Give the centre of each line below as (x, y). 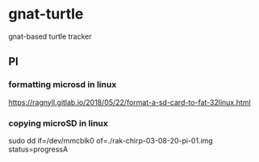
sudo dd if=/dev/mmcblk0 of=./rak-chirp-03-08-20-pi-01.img (111, 140)
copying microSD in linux (58, 123)
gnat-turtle (46, 14)
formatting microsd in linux (63, 85)
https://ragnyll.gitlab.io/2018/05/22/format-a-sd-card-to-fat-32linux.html (130, 102)
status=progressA (38, 149)
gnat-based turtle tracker (50, 36)
